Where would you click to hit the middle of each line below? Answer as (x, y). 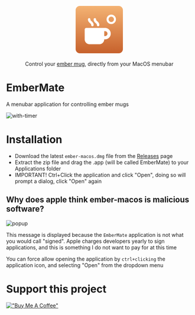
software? (25, 209)
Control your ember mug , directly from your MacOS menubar (99, 64)
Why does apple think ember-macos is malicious (98, 200)
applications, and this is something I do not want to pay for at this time (92, 247)
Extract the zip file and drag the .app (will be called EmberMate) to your (102, 162)
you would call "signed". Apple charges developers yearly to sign (85, 241)
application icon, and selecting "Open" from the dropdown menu (85, 265)
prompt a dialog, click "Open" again (58, 181)
